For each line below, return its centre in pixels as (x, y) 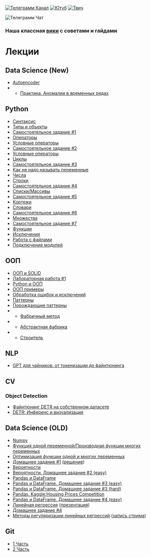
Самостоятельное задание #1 (44, 132)
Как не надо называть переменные (51, 169)
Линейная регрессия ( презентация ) (51, 505)
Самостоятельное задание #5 (45, 196)
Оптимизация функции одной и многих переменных (68, 456)
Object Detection (26, 396)
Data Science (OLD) (36, 428)
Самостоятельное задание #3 (45, 164)
